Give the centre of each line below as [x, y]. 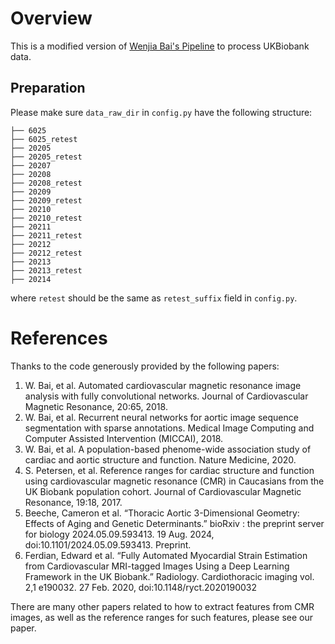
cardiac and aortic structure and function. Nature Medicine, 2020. [160, 459]
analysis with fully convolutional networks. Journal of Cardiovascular [166, 396]
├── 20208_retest [46, 183]
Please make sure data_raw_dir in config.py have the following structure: [161, 112]
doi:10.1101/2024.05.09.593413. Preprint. [108, 544]
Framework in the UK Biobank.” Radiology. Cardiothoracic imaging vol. [169, 576]
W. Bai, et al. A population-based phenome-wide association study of [168, 449]
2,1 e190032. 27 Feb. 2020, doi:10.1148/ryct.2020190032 [141, 587]
